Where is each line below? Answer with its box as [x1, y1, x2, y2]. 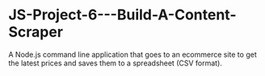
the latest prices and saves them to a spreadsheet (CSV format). [8, 58, 222, 68]
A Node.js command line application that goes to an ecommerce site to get [8, 49, 257, 59]
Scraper [8, 23, 63, 41]
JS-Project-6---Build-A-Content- [8, 6, 237, 24]
